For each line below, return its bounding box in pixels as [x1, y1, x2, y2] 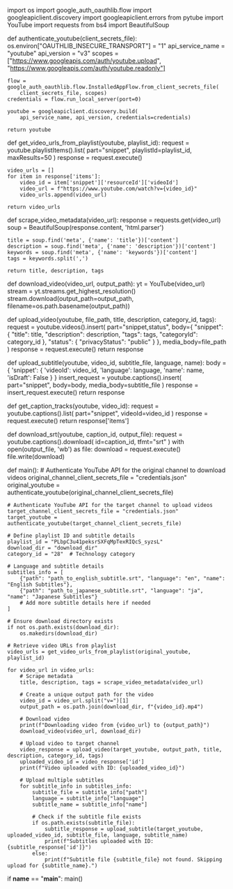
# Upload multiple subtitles [19, 777, 104, 784]
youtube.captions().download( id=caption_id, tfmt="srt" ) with [7, 438, 184, 446]
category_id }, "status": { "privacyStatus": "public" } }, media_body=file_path [7, 338, 227, 346]
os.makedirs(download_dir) [19, 630, 98, 637]
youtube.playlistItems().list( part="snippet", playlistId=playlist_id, [7, 146, 193, 154]
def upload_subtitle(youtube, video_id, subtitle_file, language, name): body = [7, 359, 227, 367]
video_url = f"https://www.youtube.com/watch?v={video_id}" [19, 185, 198, 192]
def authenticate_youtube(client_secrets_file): [7, 34, 138, 43]
